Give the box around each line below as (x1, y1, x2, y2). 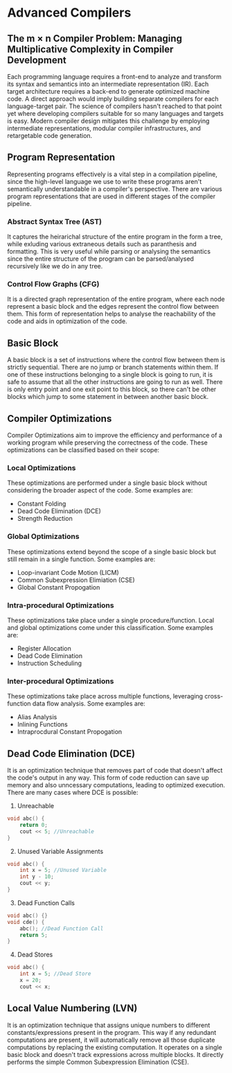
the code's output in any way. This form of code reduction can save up (7, 773, 209, 782)
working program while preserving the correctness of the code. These (7, 438, 208, 447)
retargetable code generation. (7, 132, 93, 139)
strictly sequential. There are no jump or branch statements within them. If (7, 363, 219, 372)
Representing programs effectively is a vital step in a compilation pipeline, (7, 170, 218, 178)
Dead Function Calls (17, 898, 75, 907)
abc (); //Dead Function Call (19, 925, 104, 932)
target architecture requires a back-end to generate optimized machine (7, 87, 210, 95)
